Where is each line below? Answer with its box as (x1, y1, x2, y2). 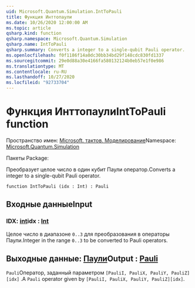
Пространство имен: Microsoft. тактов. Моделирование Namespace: (6, 136, 176, 144)
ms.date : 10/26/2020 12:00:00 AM (6, 19, 88, 25)
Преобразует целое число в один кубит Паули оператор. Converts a (6, 166, 176, 173)
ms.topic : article (6, 25, 51, 31)
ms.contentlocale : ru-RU (6, 69, 67, 75)
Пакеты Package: (6, 154, 49, 162)
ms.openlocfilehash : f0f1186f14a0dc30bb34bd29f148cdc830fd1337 (6, 52, 164, 58)
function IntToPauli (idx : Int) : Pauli (6, 183, 109, 189)
